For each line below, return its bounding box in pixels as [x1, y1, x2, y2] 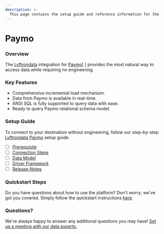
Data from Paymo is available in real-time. [12, 95, 97, 101]
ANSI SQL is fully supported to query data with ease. [12, 101, 119, 106]
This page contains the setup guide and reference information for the [9, 12, 160, 17]
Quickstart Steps [5, 179, 47, 185]
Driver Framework [12, 160, 49, 166]
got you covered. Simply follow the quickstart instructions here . [5, 195, 134, 201]
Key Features [5, 79, 38, 86]
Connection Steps [12, 149, 49, 155]
